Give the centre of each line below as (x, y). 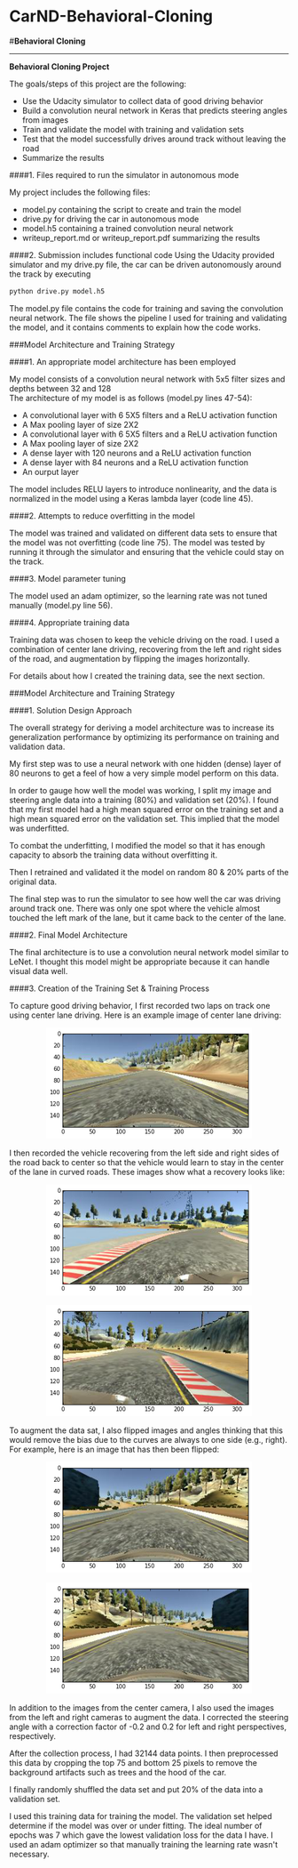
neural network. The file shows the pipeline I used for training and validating (148, 318)
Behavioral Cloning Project (59, 66)
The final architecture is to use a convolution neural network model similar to (149, 952)
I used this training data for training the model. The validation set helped (141, 1816)
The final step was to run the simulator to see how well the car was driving (145, 898)
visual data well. (39, 970)
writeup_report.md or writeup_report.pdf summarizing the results (141, 238)
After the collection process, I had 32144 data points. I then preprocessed (144, 1753)
